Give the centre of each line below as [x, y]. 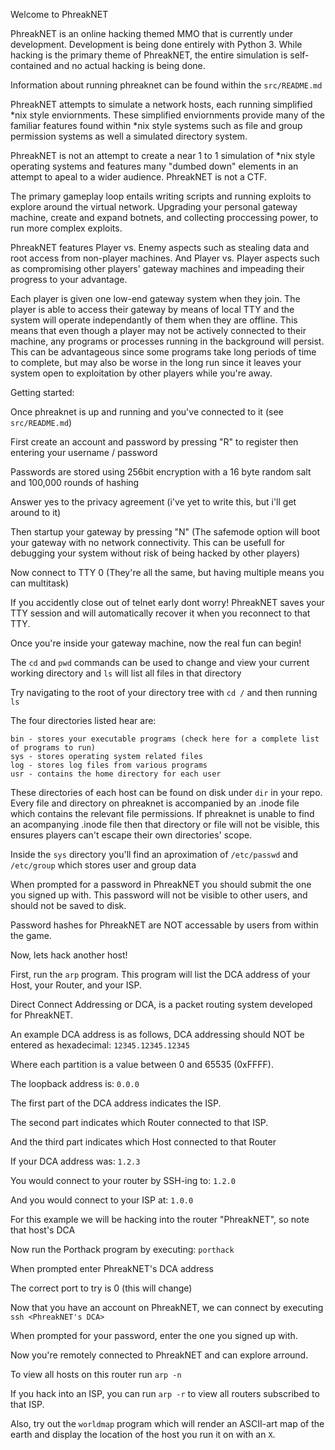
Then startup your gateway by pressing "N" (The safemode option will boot [165, 532]
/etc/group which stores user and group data [103, 865]
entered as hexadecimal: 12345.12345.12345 [100, 1045]
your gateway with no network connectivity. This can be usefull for [148, 542]
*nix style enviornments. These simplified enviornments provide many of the [167, 115]
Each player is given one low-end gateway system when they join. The [155, 298]
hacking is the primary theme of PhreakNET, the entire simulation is [149, 55]
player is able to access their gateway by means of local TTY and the [152, 309]
